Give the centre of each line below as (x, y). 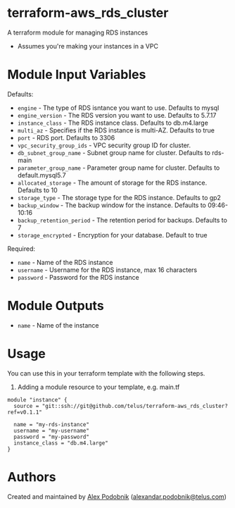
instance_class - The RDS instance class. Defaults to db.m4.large (113, 123)
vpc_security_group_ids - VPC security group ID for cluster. (104, 145)
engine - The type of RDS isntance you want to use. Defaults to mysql (118, 108)
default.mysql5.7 (42, 175)
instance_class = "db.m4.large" (61, 443)
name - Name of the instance (58, 325)
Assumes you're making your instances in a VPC (88, 46)
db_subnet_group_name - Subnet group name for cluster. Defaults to (114, 152)
